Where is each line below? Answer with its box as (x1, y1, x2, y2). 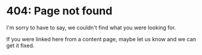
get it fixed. (6, 42, 35, 49)
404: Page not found (6, 4, 113, 18)
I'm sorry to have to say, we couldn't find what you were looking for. (6, 24, 176, 31)
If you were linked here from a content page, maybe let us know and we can (6, 35, 197, 42)
